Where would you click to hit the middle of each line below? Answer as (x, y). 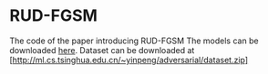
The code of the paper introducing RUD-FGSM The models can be (134, 41)
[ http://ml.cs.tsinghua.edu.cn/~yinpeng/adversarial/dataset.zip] (129, 60)
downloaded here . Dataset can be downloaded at (102, 50)
